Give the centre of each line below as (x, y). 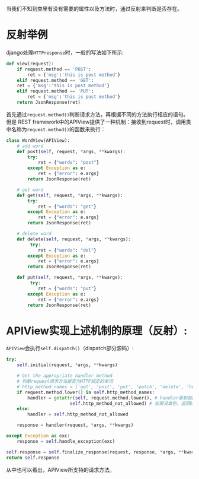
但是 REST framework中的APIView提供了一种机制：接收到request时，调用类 (99, 122)
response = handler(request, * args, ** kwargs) (75, 425)
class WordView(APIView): (38, 140)
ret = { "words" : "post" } (68, 163)
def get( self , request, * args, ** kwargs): (70, 195)
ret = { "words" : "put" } (67, 288)
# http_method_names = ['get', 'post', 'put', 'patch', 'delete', (100, 387)
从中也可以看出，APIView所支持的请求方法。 (60, 470)
